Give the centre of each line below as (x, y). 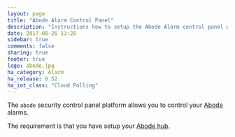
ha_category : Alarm (36, 72)
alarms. (18, 113)
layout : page (26, 14)
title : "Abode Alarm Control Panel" (60, 20)
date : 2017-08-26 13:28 (42, 33)
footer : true (26, 59)
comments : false (31, 46)
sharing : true (28, 53)
